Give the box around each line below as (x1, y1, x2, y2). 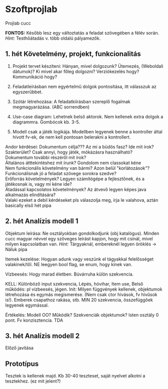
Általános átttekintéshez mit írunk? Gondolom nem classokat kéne (5, 160, 141, 166)
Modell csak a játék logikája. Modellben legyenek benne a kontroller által (12, 128, 163, 135)
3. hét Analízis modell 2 (5, 331, 80, 340)
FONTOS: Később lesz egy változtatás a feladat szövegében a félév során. (5, 30, 159, 36)
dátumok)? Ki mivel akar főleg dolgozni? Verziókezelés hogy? (12, 68, 139, 74)
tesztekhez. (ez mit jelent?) (5, 378, 61, 384)
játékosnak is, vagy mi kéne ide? (5, 181, 72, 187)
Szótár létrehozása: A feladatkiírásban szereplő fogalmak (12, 98, 130, 104)
